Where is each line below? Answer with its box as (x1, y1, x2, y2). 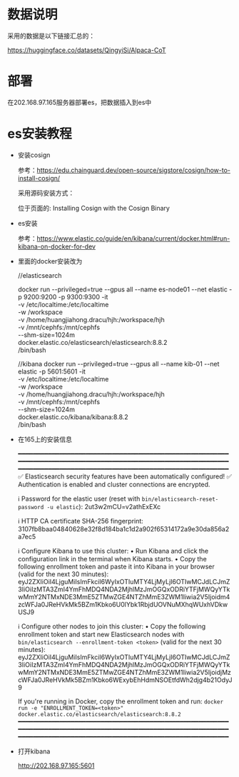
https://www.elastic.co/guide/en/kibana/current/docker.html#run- (36, 234, 230, 243)
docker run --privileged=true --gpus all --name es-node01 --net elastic (17, 285, 228, 294)
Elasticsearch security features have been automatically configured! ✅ (24, 472, 233, 481)
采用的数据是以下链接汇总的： (7, 31, 95, 40)
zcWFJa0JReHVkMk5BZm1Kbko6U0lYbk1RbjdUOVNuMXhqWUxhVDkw (17, 600, 228, 608)
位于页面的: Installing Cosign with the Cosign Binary (17, 204, 170, 212)
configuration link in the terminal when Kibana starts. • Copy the (17, 554, 207, 563)
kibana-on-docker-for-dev (17, 242, 96, 251)
